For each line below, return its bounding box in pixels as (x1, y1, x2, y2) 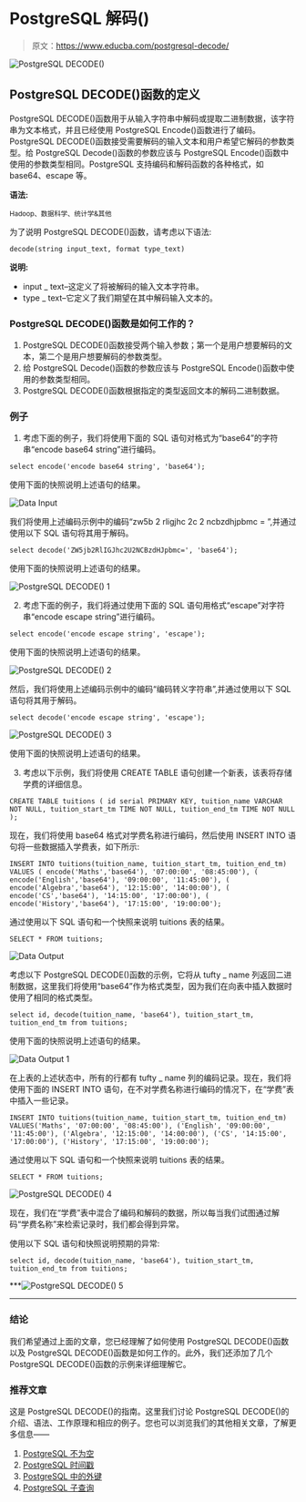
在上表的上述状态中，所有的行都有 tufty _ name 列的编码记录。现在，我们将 (9, 1072, 291, 1084)
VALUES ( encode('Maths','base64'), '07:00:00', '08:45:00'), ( (9, 867, 259, 877)
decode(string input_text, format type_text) (9, 244, 185, 253)
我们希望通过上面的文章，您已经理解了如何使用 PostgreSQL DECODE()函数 (9, 1335, 290, 1346)
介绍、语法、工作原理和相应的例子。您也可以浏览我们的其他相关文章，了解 (9, 1417, 289, 1428)
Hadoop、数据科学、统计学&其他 (9, 209, 112, 219)
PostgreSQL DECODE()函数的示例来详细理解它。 (9, 1358, 191, 1369)
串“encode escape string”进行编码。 (22, 611, 160, 622)
